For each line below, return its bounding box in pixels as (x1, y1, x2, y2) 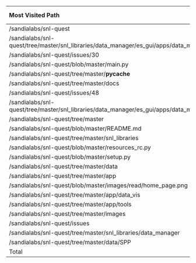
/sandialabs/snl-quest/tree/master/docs (9, 79, 120, 87)
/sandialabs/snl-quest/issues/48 (9, 89, 99, 97)
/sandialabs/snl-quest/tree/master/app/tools (9, 201, 132, 208)
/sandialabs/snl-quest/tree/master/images (9, 210, 126, 218)
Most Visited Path (9, 11, 60, 19)
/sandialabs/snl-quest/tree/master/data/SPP (9, 239, 131, 246)
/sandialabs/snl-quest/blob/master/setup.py (9, 153, 131, 161)
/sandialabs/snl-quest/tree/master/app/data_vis (9, 191, 141, 199)
